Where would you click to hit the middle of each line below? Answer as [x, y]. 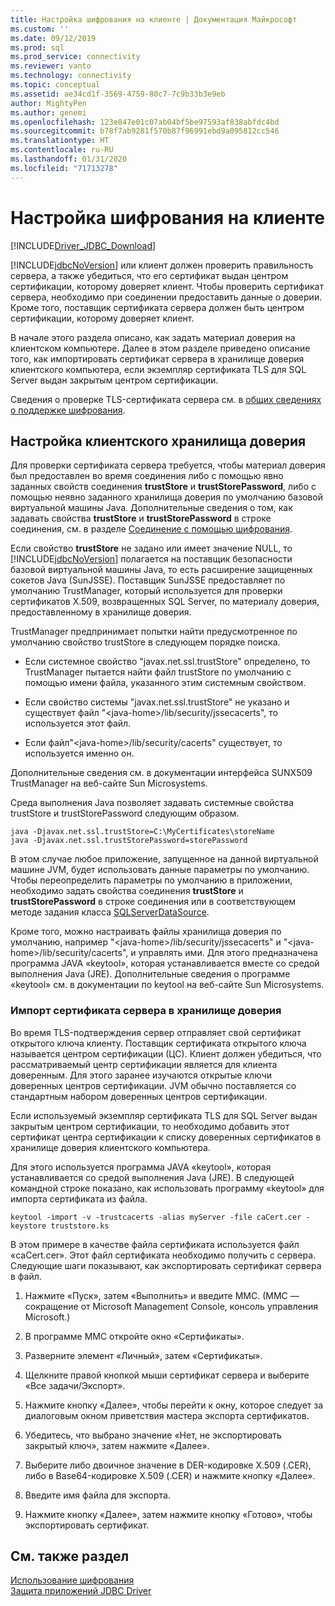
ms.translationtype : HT [60, 141]
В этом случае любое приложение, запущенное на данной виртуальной [164, 859]
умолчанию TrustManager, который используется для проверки [146, 591]
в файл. [26, 1276]
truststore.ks [80, 1226]
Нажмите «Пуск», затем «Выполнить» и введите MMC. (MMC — [162, 1295]
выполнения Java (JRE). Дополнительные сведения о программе [150, 974]
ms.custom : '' [40, 29]
